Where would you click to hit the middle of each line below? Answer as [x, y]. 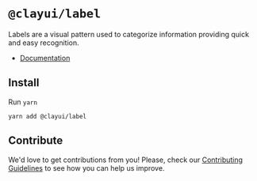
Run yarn [23, 102]
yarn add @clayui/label [48, 116]
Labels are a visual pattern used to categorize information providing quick [129, 34]
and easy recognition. [44, 43]
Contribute [36, 141]
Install [24, 83]
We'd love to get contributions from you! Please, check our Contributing [126, 160]
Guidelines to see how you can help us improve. [86, 168]
